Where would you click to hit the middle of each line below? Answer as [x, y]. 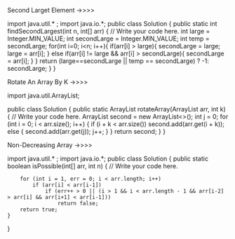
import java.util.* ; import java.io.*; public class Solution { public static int [112, 23]
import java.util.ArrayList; [43, 95]
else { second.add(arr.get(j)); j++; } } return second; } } [87, 131]
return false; [78, 203]
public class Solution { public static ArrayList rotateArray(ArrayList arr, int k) [116, 109]
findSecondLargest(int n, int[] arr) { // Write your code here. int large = [109, 31]
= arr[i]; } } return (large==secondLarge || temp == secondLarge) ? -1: [108, 61]
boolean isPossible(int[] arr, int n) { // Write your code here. [93, 166]
